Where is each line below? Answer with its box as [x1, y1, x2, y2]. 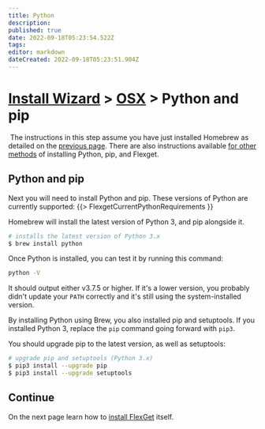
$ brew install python [8, 239, 83, 247]
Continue [8, 391, 55, 405]
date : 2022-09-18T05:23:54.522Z [8, 33, 114, 42]
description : [8, 19, 51, 27]
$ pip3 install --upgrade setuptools [8, 369, 132, 377]
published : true [8, 26, 62, 34]
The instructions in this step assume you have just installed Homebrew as [9, 132, 249, 142]
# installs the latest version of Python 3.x [8, 232, 160, 240]
